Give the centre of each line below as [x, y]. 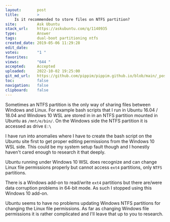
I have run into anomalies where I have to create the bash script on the [79, 136]
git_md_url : [18, 76]
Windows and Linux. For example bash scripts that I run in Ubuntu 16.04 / [81, 110]
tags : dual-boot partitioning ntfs [52, 39]
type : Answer [28, 33]
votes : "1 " [26, 52]
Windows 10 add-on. [27, 193]
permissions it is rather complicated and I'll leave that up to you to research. [84, 214]
